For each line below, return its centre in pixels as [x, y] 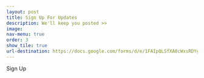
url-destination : [28, 51]
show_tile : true [27, 46]
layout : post [23, 12]
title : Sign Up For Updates [42, 18]
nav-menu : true [25, 34]
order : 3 [17, 40]
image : [15, 29]
